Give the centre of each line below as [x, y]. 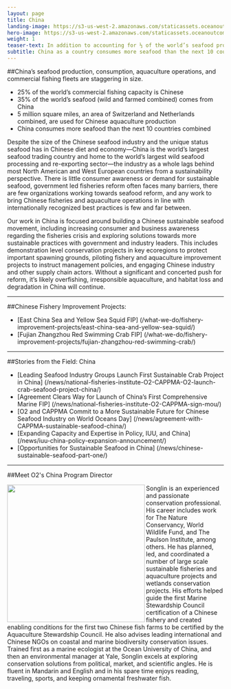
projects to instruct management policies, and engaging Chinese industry [111, 265]
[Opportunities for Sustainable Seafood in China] [86, 448]
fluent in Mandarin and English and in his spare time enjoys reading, [103, 670]
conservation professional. [184, 503]
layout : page [26, 13]
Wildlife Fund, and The [178, 532]
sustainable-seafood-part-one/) [62, 455]
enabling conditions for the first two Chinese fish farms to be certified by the [115, 627]
